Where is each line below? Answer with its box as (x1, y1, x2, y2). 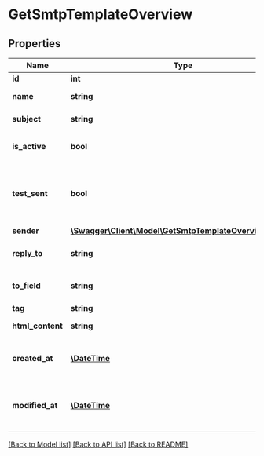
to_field (12, 280, 41, 291)
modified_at (12, 400, 58, 410)
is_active (12, 141, 46, 151)
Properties (8, 37, 61, 50)
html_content (12, 320, 63, 331)
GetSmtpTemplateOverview (8, 5, 193, 24)
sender (12, 225, 39, 236)
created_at (12, 353, 53, 363)
